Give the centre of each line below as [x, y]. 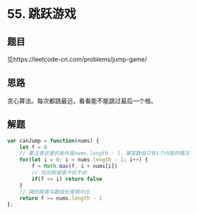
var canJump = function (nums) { [53, 141]
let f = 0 [34, 147]
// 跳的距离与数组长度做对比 [55, 192]
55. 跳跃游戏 [42, 14]
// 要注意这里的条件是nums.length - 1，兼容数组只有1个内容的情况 [105, 154]
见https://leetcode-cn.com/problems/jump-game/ [77, 59]
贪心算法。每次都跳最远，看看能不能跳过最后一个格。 [82, 101]
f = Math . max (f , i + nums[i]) [75, 166]
